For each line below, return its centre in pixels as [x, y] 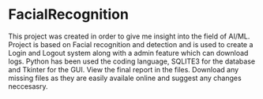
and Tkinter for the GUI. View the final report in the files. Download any [124, 69]
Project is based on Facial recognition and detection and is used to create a [131, 44]
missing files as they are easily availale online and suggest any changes [125, 78]
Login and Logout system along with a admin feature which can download [128, 53]
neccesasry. [28, 86]
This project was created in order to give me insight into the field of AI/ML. [129, 36]
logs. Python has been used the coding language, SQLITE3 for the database [131, 61]
